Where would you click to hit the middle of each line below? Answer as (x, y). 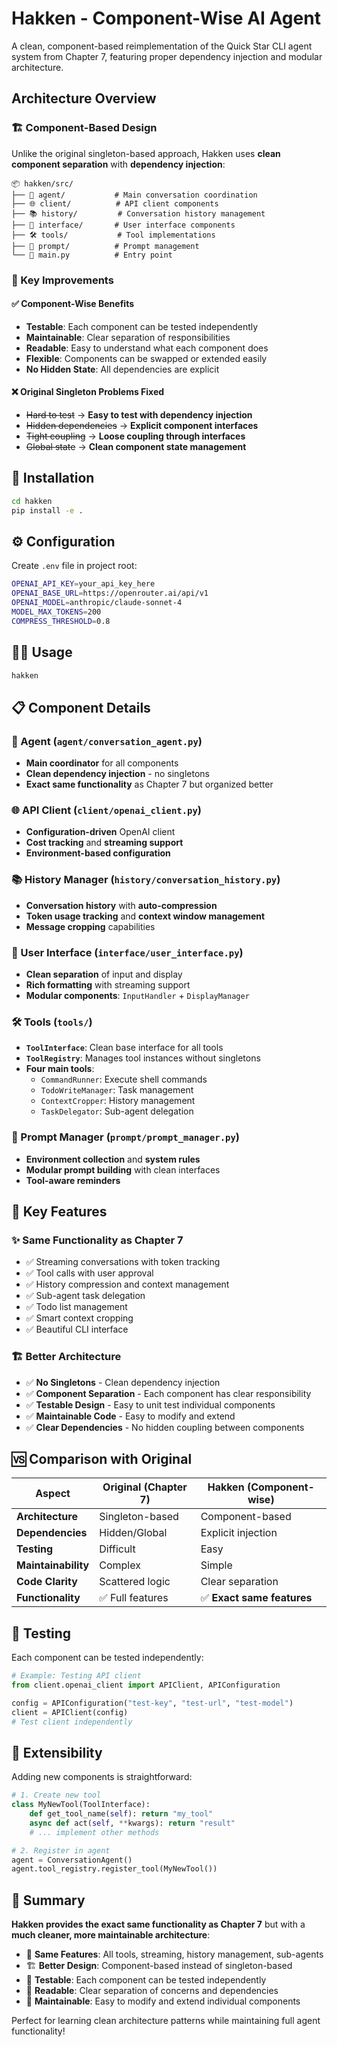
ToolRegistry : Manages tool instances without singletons (143, 1058)
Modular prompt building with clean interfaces (123, 1169)
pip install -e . (47, 510)
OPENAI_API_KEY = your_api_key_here (83, 584)
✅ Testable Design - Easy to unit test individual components (150, 1404)
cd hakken (32, 501)
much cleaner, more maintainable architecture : (111, 1935)
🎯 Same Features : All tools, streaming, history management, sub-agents (174, 1954)
